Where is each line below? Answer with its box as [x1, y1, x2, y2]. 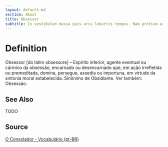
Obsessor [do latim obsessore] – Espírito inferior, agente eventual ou [5, 59, 146, 65]
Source [5, 123, 28, 131]
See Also [5, 95, 33, 103]
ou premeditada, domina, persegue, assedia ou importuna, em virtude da [5, 70, 156, 76]
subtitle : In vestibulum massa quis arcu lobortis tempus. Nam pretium [5, 21, 157, 26]
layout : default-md [5, 7, 46, 12]
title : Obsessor [5, 16, 39, 21]
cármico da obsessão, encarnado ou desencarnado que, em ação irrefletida [5, 64, 162, 70]
